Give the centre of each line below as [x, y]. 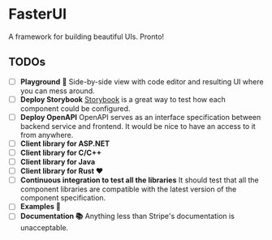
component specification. [63, 198]
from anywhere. [47, 135]
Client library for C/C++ [60, 152]
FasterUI [38, 14]
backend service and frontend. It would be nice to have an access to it [138, 126]
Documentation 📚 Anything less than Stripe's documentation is [127, 216]
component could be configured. [75, 108]
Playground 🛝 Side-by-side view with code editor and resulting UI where [142, 81]
